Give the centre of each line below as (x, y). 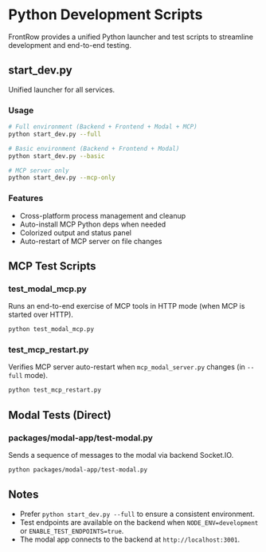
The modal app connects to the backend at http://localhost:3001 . (130, 539)
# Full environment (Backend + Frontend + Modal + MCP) (103, 127)
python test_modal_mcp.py (51, 329)
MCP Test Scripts (52, 266)
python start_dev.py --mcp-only (62, 178)
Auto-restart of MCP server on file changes (91, 241)
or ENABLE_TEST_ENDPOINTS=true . (72, 530)
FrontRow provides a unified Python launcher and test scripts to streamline (131, 37)
